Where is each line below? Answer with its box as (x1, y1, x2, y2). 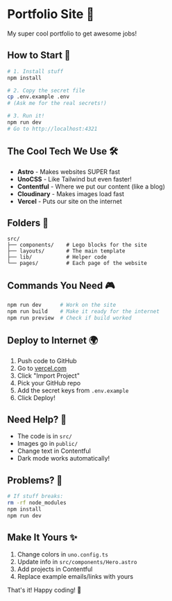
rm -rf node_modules (7, 499, 67, 506)
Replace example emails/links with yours (17, 572, 134, 580)
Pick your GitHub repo (17, 378, 81, 387)
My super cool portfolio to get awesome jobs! (7, 29, 137, 38)
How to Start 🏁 (7, 49, 71, 61)
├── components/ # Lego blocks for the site (7, 241, 148, 249)
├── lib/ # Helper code (7, 254, 108, 261)
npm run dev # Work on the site (7, 302, 117, 309)
